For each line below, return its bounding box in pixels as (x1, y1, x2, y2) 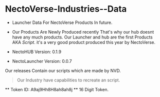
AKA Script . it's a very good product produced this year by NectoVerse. (12, 39, 156, 45)
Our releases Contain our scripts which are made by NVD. (5, 67, 121, 74)
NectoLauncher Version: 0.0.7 (12, 58, 72, 64)
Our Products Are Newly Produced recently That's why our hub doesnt (12, 29, 154, 35)
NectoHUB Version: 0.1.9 (12, 49, 62, 55)
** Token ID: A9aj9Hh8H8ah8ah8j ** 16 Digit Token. (5, 86, 108, 92)
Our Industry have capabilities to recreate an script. (17, 77, 120, 83)
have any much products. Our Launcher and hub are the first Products (12, 34, 153, 40)
